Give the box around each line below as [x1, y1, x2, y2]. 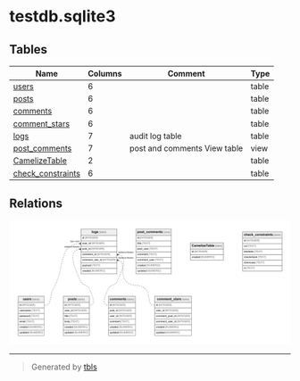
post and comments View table [129, 143, 244, 153]
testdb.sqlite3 [9, 6, 116, 27]
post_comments [12, 143, 72, 153]
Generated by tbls [30, 361, 98, 372]
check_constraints [12, 168, 80, 178]
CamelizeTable [12, 155, 67, 166]
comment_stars [12, 118, 70, 128]
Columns [87, 68, 122, 79]
